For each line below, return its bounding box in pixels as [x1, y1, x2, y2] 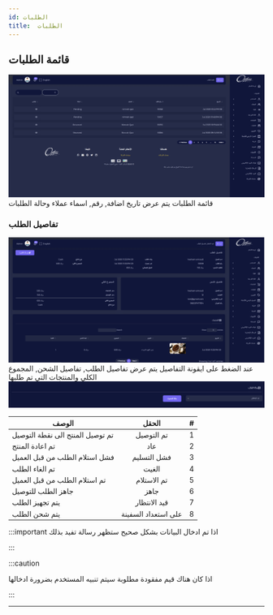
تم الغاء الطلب [11, 463, 55, 474]
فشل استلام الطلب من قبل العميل [11, 453, 115, 462]
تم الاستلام [136, 475, 168, 484]
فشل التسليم [132, 453, 172, 462]
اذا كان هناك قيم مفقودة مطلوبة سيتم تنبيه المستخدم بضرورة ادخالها [8, 574, 213, 584]
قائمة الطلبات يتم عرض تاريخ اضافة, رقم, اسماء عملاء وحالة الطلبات [8, 198, 214, 208]
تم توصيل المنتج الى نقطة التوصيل [11, 430, 114, 440]
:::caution [8, 558, 41, 568]
